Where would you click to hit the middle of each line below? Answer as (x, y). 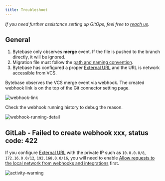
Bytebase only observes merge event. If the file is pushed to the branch (86, 52)
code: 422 (21, 140)
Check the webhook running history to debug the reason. (64, 107)
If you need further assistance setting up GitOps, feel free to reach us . (77, 24)
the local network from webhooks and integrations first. (62, 163)
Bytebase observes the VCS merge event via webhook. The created (75, 82)
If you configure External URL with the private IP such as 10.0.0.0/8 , (76, 152)
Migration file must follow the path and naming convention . (73, 62)
